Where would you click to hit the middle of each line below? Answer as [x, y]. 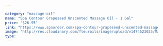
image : [12, 32]
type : [10, 36]
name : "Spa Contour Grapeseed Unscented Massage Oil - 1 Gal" [69, 18]
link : [10, 27]
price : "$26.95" [21, 23]
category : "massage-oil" [30, 14]
